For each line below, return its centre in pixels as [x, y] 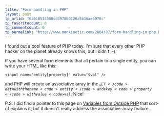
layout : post [18, 14]
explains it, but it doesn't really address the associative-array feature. [80, 109]
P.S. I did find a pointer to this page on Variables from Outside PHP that [76, 103]
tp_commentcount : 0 [25, 28]
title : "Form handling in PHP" [37, 10]
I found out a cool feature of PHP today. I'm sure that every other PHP [75, 46]
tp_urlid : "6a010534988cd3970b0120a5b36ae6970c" [55, 19]
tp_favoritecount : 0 [26, 23]
